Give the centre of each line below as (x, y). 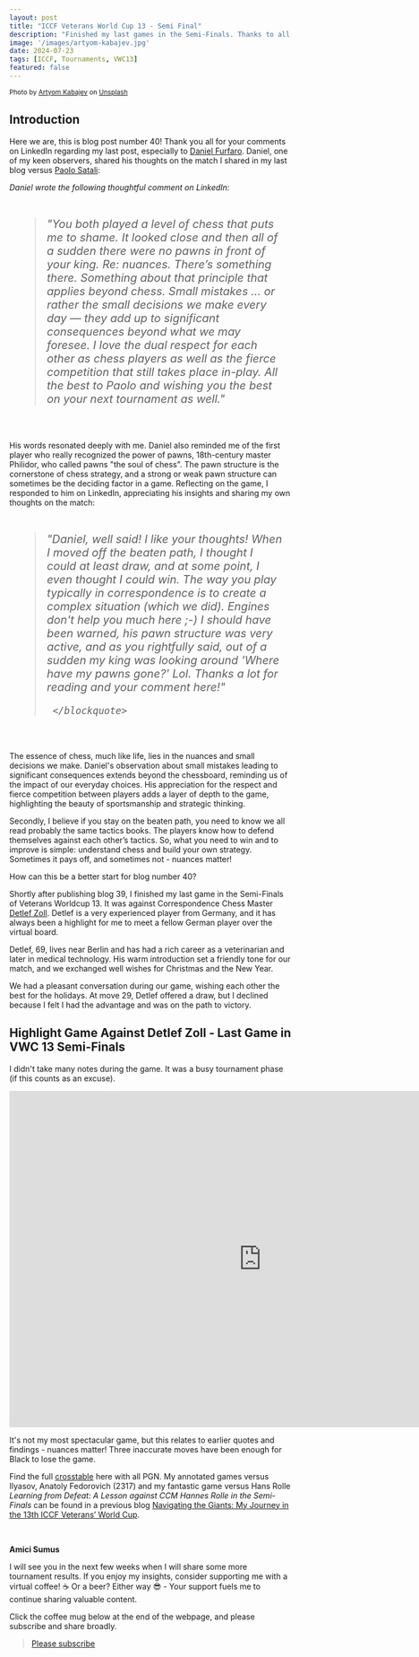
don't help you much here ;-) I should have (159, 619)
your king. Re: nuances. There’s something (159, 264)
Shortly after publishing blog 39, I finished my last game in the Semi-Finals (146, 894)
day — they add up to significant (133, 318)
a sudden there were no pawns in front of (156, 251)
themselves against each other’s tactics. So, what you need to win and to (144, 840)
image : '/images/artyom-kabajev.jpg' (80, 43)
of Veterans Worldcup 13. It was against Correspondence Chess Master (141, 903)
